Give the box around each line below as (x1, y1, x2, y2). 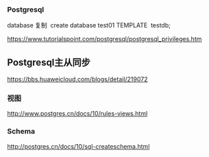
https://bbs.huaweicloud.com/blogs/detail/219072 (7, 75, 149, 84)
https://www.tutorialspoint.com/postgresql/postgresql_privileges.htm (7, 35, 202, 43)
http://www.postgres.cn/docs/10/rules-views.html (7, 110, 148, 118)
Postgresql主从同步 (7, 56, 91, 68)
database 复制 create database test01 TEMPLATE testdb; (7, 21, 171, 29)
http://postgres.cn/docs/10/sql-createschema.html (7, 142, 150, 150)
